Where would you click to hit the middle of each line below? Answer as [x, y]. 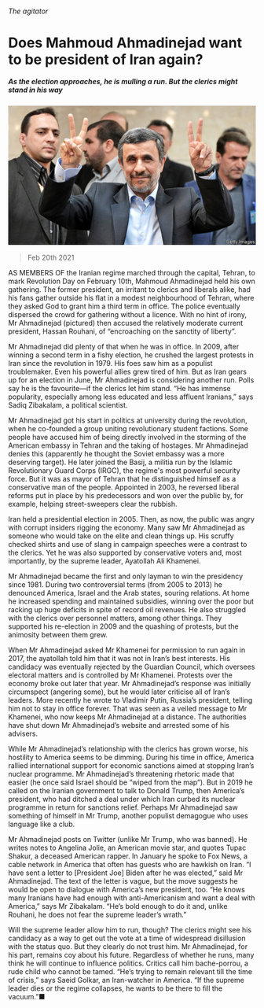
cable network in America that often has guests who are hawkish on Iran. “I [130, 865]
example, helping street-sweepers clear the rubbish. [93, 504]
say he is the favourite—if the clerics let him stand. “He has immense [120, 389]
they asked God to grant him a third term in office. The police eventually [125, 306]
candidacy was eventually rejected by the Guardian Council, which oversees [132, 667]
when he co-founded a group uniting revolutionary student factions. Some [128, 429]
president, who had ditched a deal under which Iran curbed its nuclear [122, 799]
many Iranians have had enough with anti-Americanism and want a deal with [132, 898]
